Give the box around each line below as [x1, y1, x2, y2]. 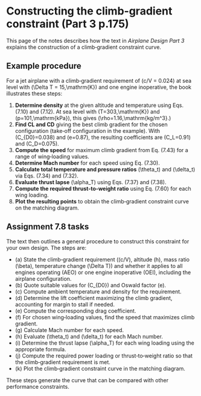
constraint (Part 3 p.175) [6, 17, 129, 31]
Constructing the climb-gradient [6, 4, 173, 18]
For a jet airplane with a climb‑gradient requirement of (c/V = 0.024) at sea [6, 77, 192, 84]
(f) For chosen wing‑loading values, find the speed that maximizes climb [14, 313, 195, 321]
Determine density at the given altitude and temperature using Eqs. [14, 101, 184, 109]
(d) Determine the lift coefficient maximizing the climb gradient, [14, 294, 173, 301]
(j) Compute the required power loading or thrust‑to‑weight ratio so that [14, 352, 193, 359]
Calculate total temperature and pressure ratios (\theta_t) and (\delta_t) [14, 165, 196, 173]
